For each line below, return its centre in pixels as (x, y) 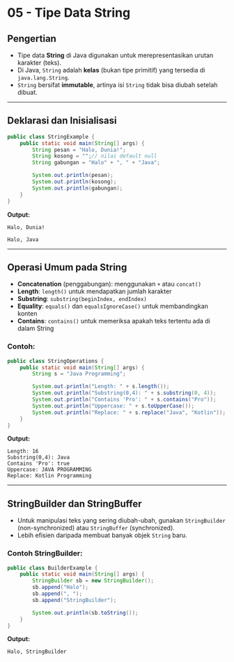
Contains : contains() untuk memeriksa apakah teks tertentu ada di (114, 321)
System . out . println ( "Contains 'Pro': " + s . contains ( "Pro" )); (124, 400)
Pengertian (32, 39)
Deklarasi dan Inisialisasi (62, 121)
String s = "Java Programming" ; (79, 374)
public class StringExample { (51, 137)
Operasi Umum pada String (67, 267)
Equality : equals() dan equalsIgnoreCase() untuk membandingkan (113, 306)
